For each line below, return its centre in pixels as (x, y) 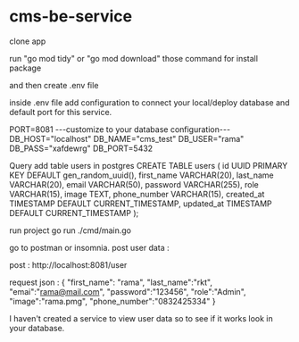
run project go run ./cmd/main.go (71, 230)
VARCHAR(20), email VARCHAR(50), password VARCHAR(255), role (134, 184)
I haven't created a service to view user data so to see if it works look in (141, 318)
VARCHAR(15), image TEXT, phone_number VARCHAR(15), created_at (137, 194)
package (25, 68)
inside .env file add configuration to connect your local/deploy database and (149, 102)
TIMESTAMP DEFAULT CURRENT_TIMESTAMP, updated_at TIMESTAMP (141, 204)
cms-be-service (71, 17)
